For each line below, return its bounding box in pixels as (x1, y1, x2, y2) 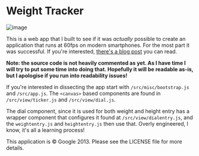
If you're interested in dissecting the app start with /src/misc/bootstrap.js (6, 83, 189, 90)
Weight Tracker (6, 4, 84, 18)
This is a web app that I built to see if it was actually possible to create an (6, 35, 186, 42)
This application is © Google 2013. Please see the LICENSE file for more (6, 138, 182, 145)
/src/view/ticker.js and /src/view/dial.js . (6, 96, 116, 103)
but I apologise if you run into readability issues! (6, 72, 128, 79)
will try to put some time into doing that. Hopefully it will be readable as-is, (6, 65, 194, 72)
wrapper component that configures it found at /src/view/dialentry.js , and (6, 114, 193, 121)
